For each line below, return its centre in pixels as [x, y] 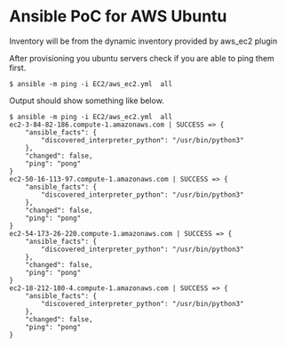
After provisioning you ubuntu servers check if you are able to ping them [142, 58]
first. [18, 68]
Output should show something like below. [87, 101]
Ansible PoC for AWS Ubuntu [118, 16]
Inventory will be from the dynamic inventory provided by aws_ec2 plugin [143, 41]
